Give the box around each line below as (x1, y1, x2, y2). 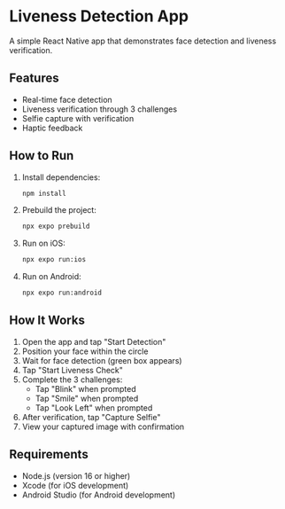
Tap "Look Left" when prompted (35, 402, 153, 413)
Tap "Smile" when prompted (35, 393, 139, 403)
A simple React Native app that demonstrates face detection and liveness (9, 35, 277, 46)
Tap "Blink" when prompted (35, 383, 136, 394)
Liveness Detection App (9, 6, 189, 27)
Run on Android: (21, 271, 81, 282)
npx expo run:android (21, 288, 102, 298)
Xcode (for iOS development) (21, 480, 129, 490)
